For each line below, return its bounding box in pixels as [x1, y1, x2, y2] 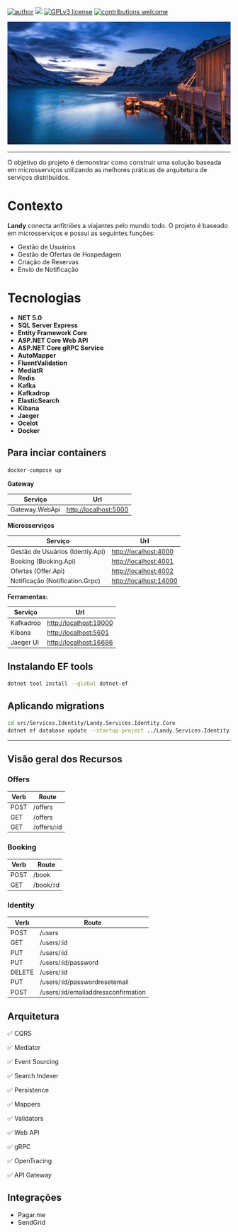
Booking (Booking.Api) [10, 557, 76, 565]
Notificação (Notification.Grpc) [10, 577, 101, 585]
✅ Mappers [7, 1100, 41, 1108]
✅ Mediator [7, 1044, 41, 1051]
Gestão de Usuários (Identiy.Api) [10, 547, 106, 555]
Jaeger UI [10, 638, 39, 647]
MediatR [17, 366, 44, 375]
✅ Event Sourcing [7, 1058, 59, 1066]
